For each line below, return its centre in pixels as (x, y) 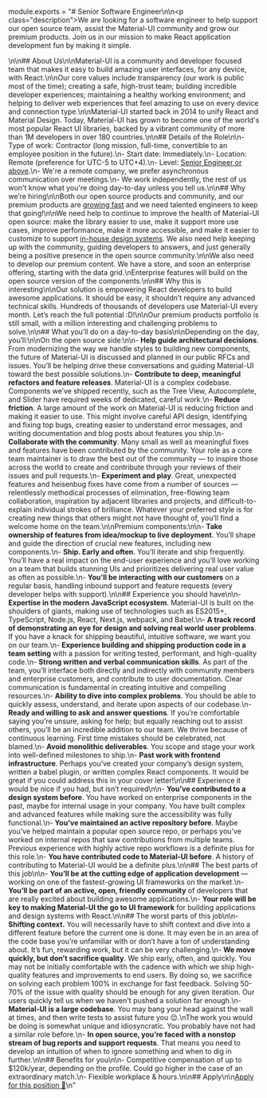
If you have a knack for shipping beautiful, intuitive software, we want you (130, 636)
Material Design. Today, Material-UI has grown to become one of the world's (134, 120)
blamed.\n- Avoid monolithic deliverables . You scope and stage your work (132, 747)
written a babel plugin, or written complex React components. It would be (129, 772)
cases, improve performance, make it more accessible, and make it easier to (133, 230)
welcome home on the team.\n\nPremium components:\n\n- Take (116, 526)
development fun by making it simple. (70, 45)
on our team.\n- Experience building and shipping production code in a (127, 645)
